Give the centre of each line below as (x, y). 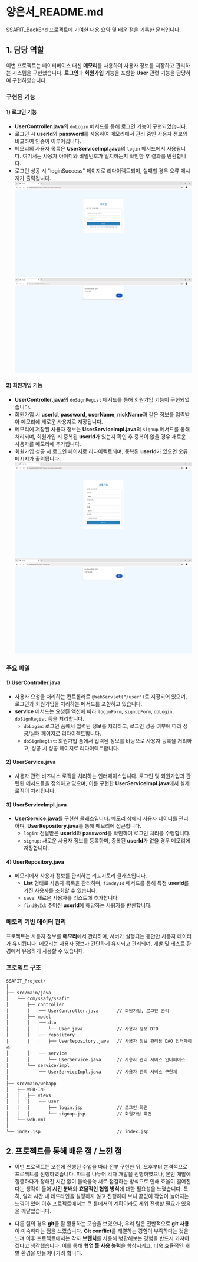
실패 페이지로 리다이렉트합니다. (66, 733)
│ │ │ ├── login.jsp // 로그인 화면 (77, 1108)
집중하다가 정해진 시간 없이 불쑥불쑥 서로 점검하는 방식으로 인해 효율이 (95, 1181)
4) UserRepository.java (35, 862)
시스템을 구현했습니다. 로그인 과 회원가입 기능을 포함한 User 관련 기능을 (94, 73)
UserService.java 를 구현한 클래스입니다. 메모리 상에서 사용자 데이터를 (96, 818)
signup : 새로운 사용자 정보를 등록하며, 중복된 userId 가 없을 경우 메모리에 (107, 841)
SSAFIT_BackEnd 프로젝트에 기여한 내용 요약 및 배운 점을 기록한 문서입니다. (94, 30)
